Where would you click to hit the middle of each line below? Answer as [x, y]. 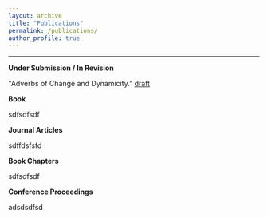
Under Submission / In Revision [61, 68]
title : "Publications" [46, 23]
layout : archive [35, 16]
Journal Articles [35, 130]
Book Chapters [33, 161]
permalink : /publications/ [53, 30]
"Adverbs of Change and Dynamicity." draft [79, 84]
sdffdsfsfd [25, 145]
